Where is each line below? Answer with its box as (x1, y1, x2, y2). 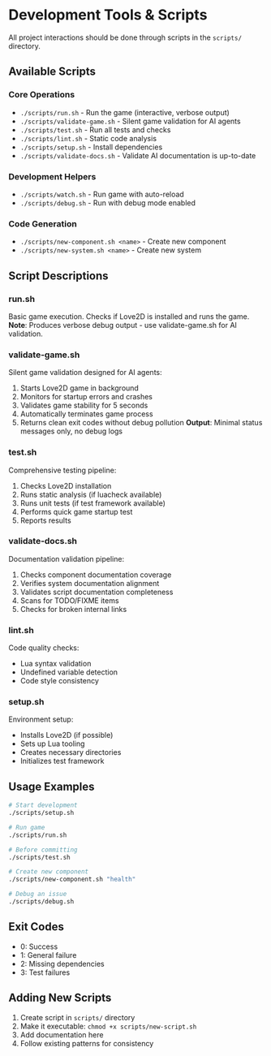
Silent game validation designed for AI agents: (8, 368, 162, 377)
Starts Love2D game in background (19, 383, 140, 393)
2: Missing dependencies (19, 959, 105, 968)
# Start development (8, 801, 79, 809)
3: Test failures (19, 968, 71, 977)
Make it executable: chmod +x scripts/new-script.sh (19, 1021, 197, 1031)
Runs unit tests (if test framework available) (19, 498, 166, 508)
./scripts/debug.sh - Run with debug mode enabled (19, 197, 196, 208)
